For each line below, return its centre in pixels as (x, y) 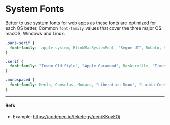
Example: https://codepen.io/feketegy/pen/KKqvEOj (66, 117)
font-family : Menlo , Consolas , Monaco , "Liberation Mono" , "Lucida (82, 85)
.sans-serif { (20, 43)
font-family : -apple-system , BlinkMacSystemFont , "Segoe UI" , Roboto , (86, 48)
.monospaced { (20, 80)
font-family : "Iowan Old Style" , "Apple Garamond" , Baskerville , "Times (88, 66)
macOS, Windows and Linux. (35, 33)
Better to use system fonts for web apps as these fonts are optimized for (81, 23)
